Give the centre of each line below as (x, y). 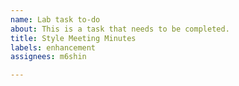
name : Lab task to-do (55, 19)
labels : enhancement (53, 47)
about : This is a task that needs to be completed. (120, 29)
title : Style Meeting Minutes (73, 38)
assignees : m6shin (48, 57)
